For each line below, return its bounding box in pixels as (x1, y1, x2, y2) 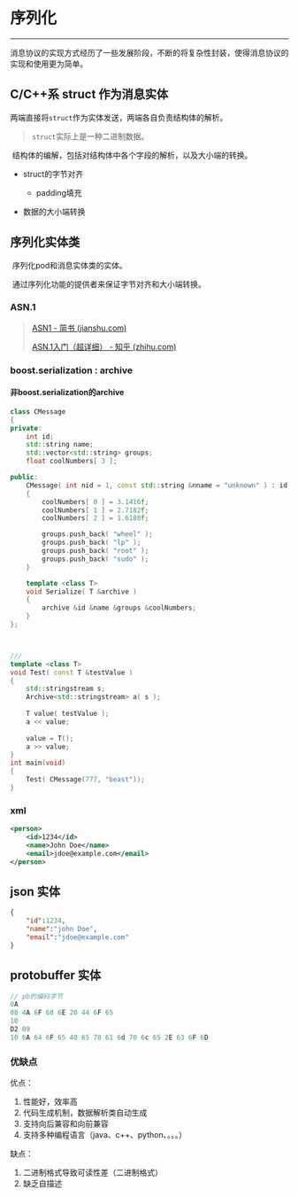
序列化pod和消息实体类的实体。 (11, 260, 127, 270)
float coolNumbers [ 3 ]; (26, 457, 118, 466)
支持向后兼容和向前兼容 (22, 1118, 109, 1130)
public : (10, 473, 39, 482)
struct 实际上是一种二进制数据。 (31, 130, 149, 142)
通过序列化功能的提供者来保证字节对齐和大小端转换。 (11, 278, 206, 289)
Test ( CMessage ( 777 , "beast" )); (26, 775, 145, 784)
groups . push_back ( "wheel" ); (42, 530, 153, 539)
